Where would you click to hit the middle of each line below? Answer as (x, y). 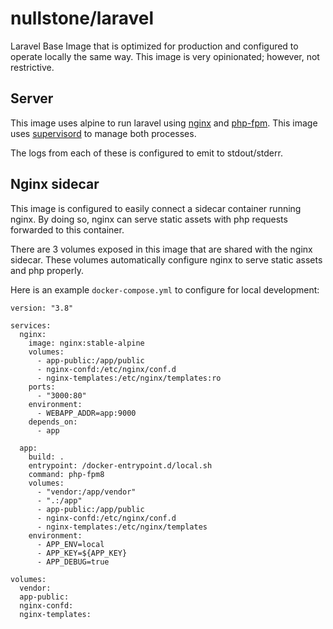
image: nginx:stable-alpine (86, 343)
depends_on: (53, 422)
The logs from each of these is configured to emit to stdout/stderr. (146, 153)
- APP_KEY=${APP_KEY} (82, 553)
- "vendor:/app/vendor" (86, 492)
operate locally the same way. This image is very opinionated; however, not (165, 56)
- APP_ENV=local (70, 544)
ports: (42, 387)
